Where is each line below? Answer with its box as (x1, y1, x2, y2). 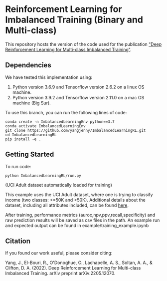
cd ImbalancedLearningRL (5, 132, 57, 137)
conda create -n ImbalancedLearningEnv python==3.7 (5, 119, 115, 124)
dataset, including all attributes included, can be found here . (5, 202, 129, 208)
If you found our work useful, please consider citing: (5, 250, 113, 256)
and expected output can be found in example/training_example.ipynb (5, 222, 149, 228)
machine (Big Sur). (12, 100, 51, 106)
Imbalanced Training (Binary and (5, 14, 144, 25)
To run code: (5, 163, 31, 169)
